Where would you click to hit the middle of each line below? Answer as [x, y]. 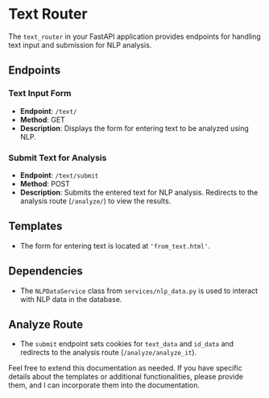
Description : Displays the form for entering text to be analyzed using [134, 128]
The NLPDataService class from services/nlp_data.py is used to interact [139, 291]
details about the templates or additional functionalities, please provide [126, 377]
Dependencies [46, 271]
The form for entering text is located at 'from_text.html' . [115, 245]
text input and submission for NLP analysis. [80, 44]
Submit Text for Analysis [58, 157]
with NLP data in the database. [71, 299]
